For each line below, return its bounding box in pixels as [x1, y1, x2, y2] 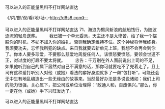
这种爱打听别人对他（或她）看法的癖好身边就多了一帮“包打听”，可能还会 [13, 70, 160, 75]
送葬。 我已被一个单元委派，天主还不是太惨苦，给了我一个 [26, 33, 153, 38]
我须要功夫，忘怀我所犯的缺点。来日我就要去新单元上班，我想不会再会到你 [5, 45, 156, 51]
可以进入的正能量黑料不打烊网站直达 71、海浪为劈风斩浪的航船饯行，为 [5, 27, 148, 32]
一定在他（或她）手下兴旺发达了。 [5, 88, 74, 94]
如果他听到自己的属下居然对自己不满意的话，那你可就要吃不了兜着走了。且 [5, 63, 156, 69]
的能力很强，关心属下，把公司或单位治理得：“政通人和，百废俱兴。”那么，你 [5, 82, 158, 87]
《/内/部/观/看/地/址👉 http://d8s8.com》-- [5, 15, 88, 21]
